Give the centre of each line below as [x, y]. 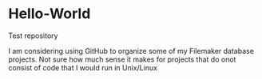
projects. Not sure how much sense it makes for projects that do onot [122, 59]
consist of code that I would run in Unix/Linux [83, 67]
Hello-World [50, 14]
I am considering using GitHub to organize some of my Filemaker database [131, 51]
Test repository [33, 36]
